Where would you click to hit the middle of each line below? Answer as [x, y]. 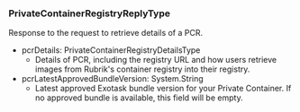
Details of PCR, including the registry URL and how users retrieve [156, 60]
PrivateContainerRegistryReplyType [89, 13]
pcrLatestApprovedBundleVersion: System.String [112, 79]
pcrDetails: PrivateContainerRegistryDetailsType [111, 50]
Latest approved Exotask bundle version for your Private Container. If [163, 89]
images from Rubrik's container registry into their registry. [142, 69]
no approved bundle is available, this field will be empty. [139, 98]
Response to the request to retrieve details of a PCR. [106, 33]
